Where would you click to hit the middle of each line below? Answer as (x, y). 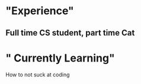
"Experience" (40, 11)
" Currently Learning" (60, 58)
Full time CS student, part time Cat (70, 33)
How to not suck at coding (38, 75)
